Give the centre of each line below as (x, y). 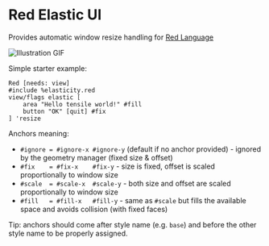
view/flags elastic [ (45, 97)
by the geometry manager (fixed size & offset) (96, 157)
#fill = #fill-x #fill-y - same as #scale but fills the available (133, 200)
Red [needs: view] (39, 83)
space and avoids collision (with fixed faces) (94, 209)
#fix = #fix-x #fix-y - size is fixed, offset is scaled (118, 166)
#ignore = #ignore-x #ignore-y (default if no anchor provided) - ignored (141, 149)
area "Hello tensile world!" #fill (83, 104)
